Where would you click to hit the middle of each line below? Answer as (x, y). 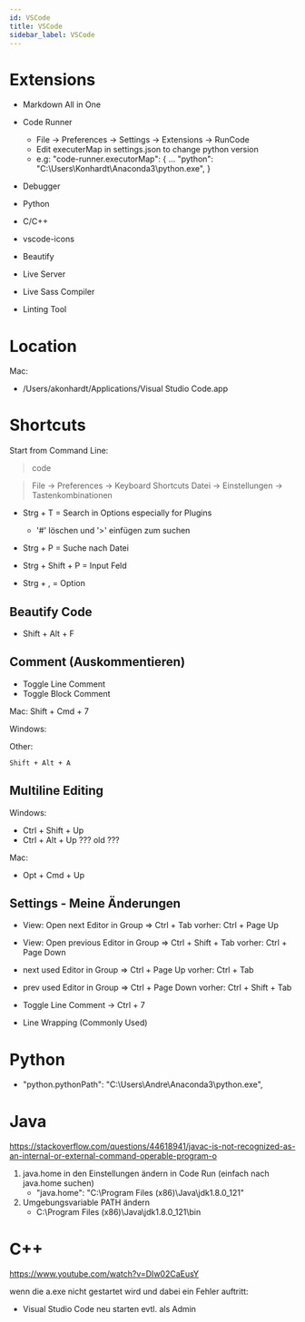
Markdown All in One (62, 104)
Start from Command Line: (59, 451)
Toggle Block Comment (66, 693)
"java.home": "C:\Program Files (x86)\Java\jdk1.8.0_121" (140, 1193)
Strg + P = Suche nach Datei (76, 548)
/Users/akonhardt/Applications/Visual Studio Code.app (125, 389)
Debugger (41, 186)
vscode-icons (49, 239)
